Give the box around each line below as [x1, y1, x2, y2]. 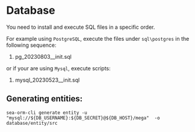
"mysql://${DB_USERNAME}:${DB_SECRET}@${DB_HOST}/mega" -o [6, 115, 161, 121]
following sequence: [6, 41, 57, 49]
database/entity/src [6, 120, 58, 126]
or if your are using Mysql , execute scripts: [6, 64, 111, 72]
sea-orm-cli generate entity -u [6, 109, 87, 116]
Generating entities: [6, 94, 83, 104]
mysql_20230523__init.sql [14, 76, 80, 83]
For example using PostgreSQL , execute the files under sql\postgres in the [6, 35, 190, 42]
